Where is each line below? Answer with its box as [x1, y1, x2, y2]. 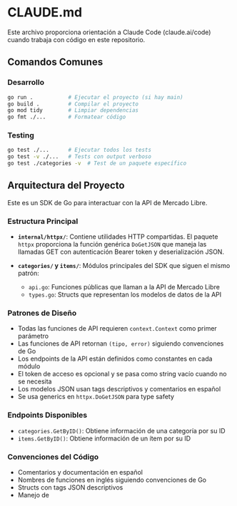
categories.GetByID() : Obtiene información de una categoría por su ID [17, 426, 226, 435]
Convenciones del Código [7, 452, 99, 462]
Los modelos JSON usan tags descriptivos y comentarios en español [17, 385, 221, 393]
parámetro [17, 332, 49, 341]
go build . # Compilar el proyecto [7, 100, 139, 108]
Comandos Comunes [7, 56, 104, 68]
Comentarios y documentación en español [17, 468, 143, 477]
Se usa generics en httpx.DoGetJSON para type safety [17, 393, 175, 401]
